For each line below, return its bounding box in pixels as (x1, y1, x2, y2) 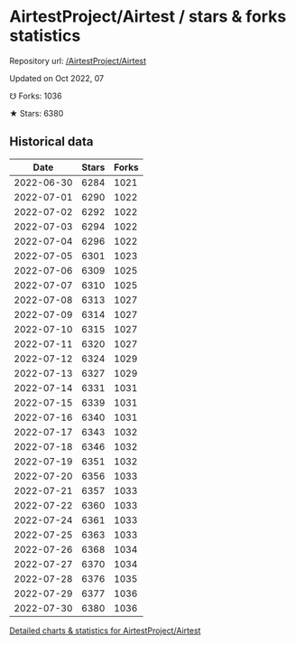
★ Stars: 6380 (9, 107, 64, 118)
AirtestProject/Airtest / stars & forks (9, 6, 287, 27)
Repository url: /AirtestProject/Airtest (9, 55, 147, 66)
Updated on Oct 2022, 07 (9, 72, 105, 83)
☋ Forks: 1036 (9, 90, 62, 101)
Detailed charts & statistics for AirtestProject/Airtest (9, 625, 201, 636)
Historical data (9, 134, 94, 150)
